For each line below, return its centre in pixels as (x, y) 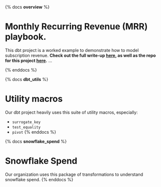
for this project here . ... (29, 61)
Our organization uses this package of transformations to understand (74, 174)
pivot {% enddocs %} (34, 132)
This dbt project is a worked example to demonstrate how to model (72, 50)
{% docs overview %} (27, 7)
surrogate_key (26, 122)
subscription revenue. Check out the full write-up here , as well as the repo (80, 55)
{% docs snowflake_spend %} (36, 141)
